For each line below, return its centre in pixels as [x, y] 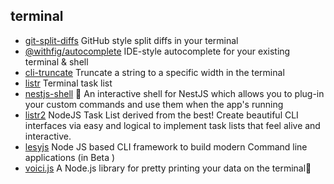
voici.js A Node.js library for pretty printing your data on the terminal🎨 [168, 168]
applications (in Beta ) [70, 157]
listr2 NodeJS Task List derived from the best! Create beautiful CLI [161, 115]
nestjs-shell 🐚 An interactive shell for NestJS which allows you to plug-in [174, 93]
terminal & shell [56, 61]
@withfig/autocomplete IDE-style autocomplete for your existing [157, 51]
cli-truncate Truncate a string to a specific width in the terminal [154, 72]
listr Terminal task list [68, 83]
